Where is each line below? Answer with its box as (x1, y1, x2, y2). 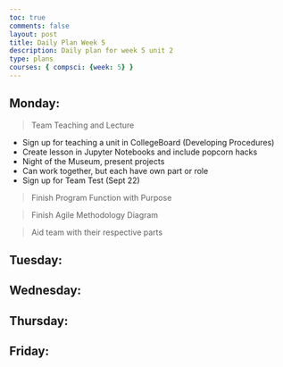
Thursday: (9, 313, 69, 329)
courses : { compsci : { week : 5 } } (9, 63, 134, 72)
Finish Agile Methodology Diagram (30, 209, 159, 220)
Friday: (9, 344, 49, 359)
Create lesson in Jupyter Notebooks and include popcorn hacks (21, 146, 258, 157)
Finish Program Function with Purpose (30, 192, 172, 203)
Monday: (9, 96, 61, 112)
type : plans (9, 54, 54, 63)
